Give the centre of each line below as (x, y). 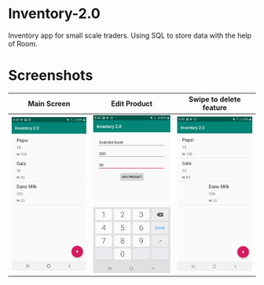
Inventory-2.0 (54, 14)
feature (215, 108)
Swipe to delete (214, 100)
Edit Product (132, 104)
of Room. (23, 43)
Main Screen (49, 104)
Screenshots (51, 76)
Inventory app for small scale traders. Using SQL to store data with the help (130, 35)
